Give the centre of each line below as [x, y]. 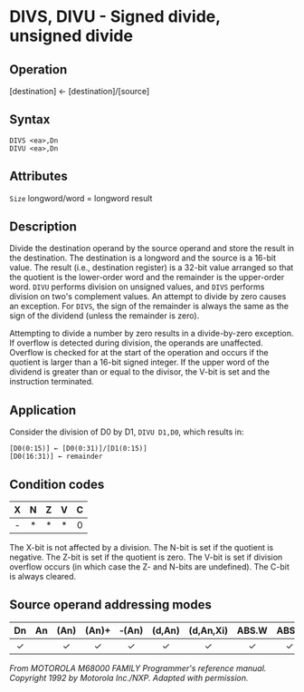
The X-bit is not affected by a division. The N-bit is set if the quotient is [142, 548]
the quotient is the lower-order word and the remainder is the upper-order [147, 278]
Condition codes [57, 484]
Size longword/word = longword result [81, 198]
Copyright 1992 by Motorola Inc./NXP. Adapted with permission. [129, 677]
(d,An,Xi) [209, 630]
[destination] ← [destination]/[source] [80, 91]
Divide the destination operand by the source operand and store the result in [152, 249]
